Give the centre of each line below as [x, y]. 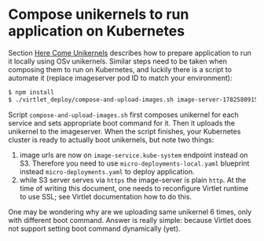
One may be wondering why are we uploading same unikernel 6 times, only [130, 212]
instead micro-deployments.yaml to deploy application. [107, 171]
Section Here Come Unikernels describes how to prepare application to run [130, 53]
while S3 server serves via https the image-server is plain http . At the [133, 180]
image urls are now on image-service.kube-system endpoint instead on [134, 155]
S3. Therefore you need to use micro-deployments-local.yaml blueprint [134, 163]
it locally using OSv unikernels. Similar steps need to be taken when [118, 61]
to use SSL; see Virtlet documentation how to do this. [106, 196]
